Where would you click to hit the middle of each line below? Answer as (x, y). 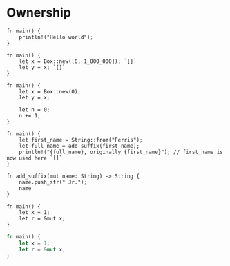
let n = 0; (35, 110)
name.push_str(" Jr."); (53, 182)
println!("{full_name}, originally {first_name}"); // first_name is (121, 152)
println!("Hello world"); (56, 37)
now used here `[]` (35, 158)
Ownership (39, 13)
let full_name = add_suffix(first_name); (79, 146)
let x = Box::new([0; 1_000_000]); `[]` (78, 61)
